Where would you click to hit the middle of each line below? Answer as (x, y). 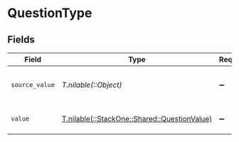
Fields (21, 40)
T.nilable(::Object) (92, 85)
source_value (33, 85)
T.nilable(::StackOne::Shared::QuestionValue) (137, 119)
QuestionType (50, 13)
